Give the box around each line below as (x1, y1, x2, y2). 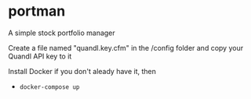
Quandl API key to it (8, 51, 72, 61)
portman (8, 2, 66, 20)
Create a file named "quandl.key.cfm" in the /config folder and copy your (8, 43, 244, 52)
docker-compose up (19, 83, 80, 91)
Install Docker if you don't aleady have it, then (8, 66, 157, 76)
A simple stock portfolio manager (8, 28, 115, 37)
